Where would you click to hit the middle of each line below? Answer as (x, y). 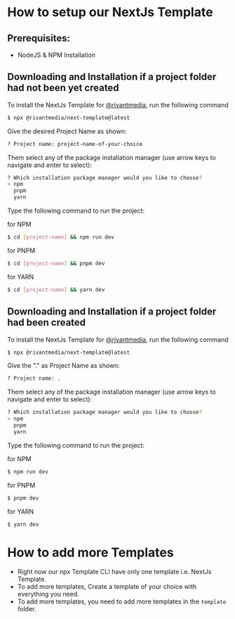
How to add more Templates (90, 552)
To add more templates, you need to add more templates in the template (122, 601)
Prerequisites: (39, 38)
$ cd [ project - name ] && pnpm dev (56, 263)
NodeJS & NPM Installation (56, 55)
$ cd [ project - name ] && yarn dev (56, 289)
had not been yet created (63, 88)
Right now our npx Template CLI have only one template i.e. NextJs (114, 572)
